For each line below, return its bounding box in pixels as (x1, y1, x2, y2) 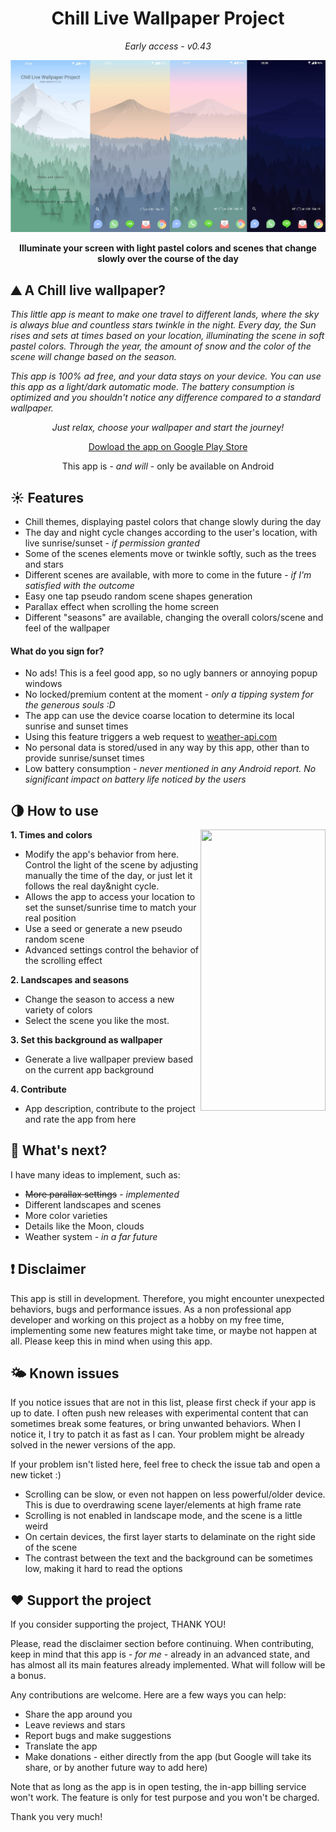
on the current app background (24, 1063, 155, 1076)
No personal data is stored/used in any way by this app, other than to (24, 742, 310, 754)
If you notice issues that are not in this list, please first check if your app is (10, 1397, 317, 1409)
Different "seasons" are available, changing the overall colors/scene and (24, 611, 324, 623)
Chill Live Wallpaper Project (51, 7, 285, 30)
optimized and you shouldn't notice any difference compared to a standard (10, 392, 322, 404)
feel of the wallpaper (24, 622, 111, 634)
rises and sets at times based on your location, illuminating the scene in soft (10, 330, 325, 342)
